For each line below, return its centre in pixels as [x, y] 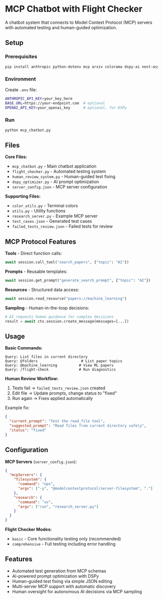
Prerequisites [21, 57]
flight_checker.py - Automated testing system [59, 171]
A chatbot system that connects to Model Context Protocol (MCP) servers [79, 22]
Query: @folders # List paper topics [64, 361]
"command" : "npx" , [36, 484]
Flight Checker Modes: [28, 530]
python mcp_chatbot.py [28, 130]
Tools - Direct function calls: [33, 253]
